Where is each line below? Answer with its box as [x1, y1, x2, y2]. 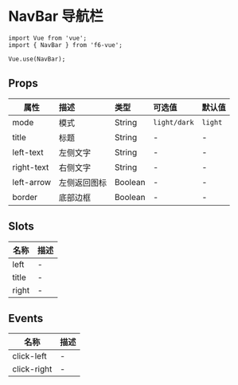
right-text [12, 161, 49, 172]
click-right [12, 363, 53, 375]
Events [8, 312, 44, 325]
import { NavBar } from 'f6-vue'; [8, 41, 123, 49]
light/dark [153, 117, 194, 127]
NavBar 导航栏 [8, 7, 103, 26]
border [12, 191, 38, 202]
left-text [12, 147, 44, 158]
